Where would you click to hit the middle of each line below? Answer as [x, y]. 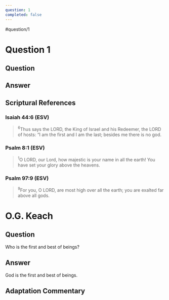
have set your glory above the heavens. [59, 165]
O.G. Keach [29, 216]
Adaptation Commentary [45, 291]
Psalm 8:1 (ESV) [25, 148]
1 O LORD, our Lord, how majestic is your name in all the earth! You [86, 159]
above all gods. [33, 195]
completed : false [24, 15]
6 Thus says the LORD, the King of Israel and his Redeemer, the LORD [89, 129]
